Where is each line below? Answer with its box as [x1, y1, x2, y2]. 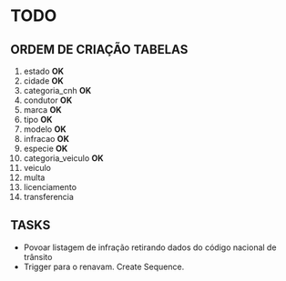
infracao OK [23, 134, 69, 144]
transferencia [23, 192, 74, 202]
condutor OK [23, 95, 73, 105]
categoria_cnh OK [23, 85, 92, 95]
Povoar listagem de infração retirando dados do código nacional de [23, 242, 277, 253]
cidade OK [23, 75, 65, 86]
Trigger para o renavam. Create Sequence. [23, 261, 185, 272]
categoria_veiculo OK [23, 153, 104, 164]
